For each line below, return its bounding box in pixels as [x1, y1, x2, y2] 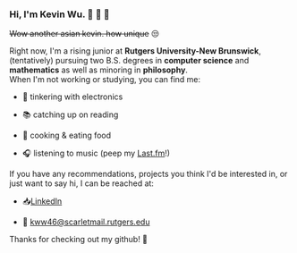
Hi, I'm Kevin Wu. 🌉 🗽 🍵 [9, 8, 110, 21]
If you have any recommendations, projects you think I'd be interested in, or [9, 169, 288, 180]
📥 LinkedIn [21, 196, 63, 207]
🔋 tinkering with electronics [21, 91, 123, 102]
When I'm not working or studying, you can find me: [9, 74, 201, 85]
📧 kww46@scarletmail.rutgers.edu [21, 216, 150, 227]
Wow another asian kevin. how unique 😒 [9, 29, 160, 39]
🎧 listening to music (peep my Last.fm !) [21, 148, 171, 159]
